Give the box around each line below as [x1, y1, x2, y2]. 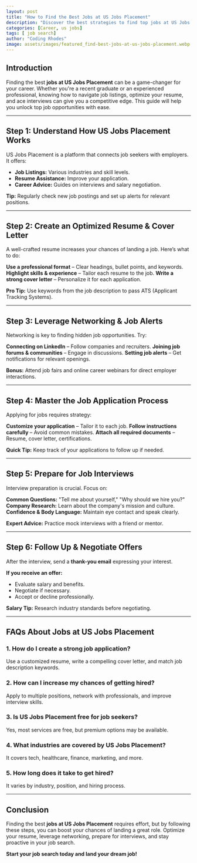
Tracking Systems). [6, 294, 53, 301]
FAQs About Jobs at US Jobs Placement [6, 626, 154, 637]
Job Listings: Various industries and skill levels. [14, 168, 130, 176]
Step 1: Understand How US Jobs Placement [6, 126, 171, 136]
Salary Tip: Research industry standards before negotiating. [6, 604, 151, 611]
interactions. [6, 373, 36, 380]
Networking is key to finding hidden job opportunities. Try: [6, 332, 147, 339]
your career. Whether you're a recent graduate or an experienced [6, 85, 164, 92]
